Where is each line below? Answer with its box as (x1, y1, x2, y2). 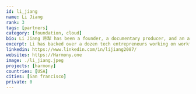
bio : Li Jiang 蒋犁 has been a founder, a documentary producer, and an (6, 36, 185, 41)
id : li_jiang (6, 8, 38, 15)
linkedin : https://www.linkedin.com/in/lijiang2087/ (6, 47, 137, 53)
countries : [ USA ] (6, 68, 48, 74)
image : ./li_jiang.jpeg (6, 57, 64, 63)
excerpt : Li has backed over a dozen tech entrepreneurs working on (6, 41, 176, 47)
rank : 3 (6, 19, 25, 25)
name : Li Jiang (6, 14, 43, 20)
